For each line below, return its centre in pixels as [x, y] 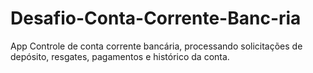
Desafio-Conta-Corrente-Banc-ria [156, 18]
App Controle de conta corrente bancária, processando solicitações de [156, 46]
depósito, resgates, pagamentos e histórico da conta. [120, 56]
